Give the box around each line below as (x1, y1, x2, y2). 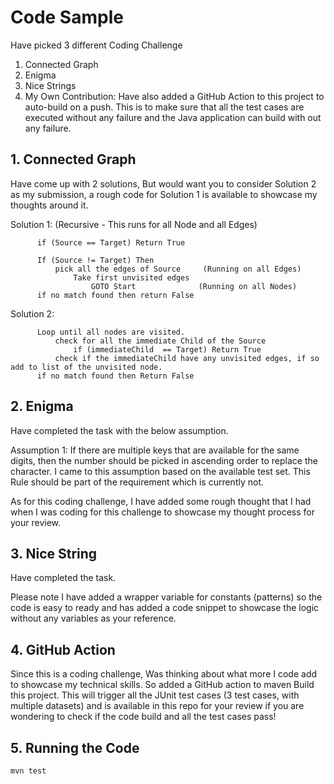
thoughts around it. (10, 199, 89, 211)
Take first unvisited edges (73, 272, 190, 283)
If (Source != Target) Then (36, 255, 155, 265)
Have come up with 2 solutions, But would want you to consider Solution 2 (10, 177, 317, 190)
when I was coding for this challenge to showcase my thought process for (10, 506, 315, 518)
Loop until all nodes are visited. (36, 327, 186, 337)
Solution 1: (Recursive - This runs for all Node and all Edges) (10, 218, 258, 230)
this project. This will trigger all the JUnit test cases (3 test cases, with (10, 689, 300, 701)
